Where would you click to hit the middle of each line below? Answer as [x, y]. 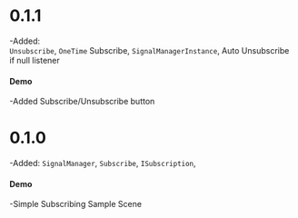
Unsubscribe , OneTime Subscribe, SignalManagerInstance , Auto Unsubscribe [149, 50]
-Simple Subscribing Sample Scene [76, 204]
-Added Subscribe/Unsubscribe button [82, 102]
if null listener [35, 60]
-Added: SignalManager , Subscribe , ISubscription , [103, 163]
